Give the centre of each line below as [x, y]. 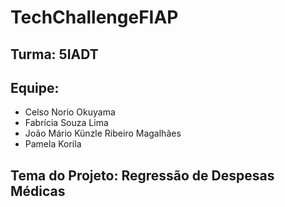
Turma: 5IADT [54, 54]
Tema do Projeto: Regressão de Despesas [142, 175]
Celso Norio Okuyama [70, 112]
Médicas [38, 191]
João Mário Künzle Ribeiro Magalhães [103, 133]
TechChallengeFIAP [94, 17]
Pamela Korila [53, 144]
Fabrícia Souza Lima [66, 123]
